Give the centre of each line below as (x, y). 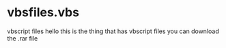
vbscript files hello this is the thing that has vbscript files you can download (113, 31)
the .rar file (23, 38)
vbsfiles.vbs (43, 13)
